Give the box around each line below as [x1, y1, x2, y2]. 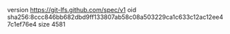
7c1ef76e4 [7, 20, 37, 28]
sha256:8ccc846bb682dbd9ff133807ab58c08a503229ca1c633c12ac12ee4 [7, 13, 224, 21]
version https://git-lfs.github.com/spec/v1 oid [7, 6, 137, 14]
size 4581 [38, 20, 66, 28]
